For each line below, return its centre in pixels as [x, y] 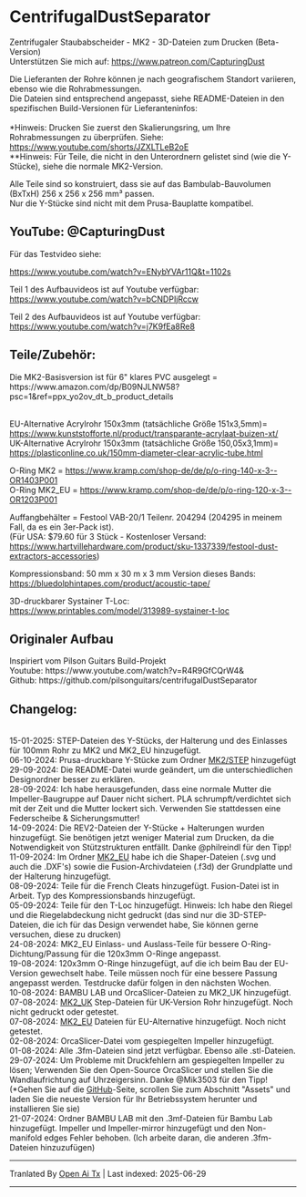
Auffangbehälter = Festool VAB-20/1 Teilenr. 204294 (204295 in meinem [146, 517]
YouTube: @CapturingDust [87, 232]
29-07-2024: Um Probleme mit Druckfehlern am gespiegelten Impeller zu [147, 1060]
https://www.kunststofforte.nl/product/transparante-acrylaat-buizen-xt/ [144, 433]
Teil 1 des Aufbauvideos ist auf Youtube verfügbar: [104, 289]
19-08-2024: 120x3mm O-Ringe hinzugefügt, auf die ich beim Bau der [141, 964]
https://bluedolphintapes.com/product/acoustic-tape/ [110, 583]
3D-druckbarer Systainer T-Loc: [70, 601]
